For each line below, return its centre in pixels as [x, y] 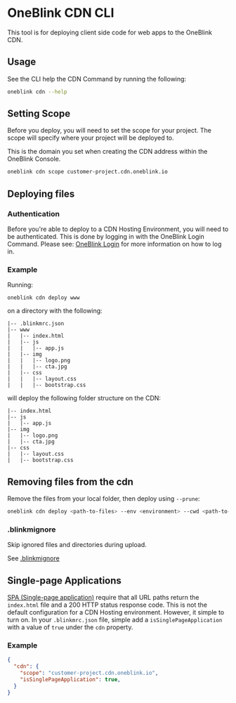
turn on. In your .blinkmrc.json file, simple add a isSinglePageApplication [115, 620]
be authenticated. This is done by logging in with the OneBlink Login [106, 236]
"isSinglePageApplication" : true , [70, 680]
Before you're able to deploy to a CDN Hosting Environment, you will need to [118, 229]
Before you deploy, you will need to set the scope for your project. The [110, 131]
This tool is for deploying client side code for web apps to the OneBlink [110, 32]
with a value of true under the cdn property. [70, 627]
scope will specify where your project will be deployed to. [91, 138]
